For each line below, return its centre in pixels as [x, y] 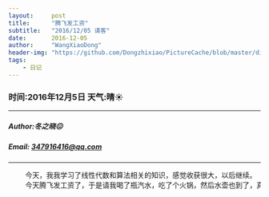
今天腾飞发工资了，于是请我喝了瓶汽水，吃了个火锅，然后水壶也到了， [141, 185]
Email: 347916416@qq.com [55, 147]
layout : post [37, 16]
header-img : [28, 53]
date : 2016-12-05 [48, 38]
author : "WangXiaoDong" [55, 45]
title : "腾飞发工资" [48, 23]
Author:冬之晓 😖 [36, 126]
